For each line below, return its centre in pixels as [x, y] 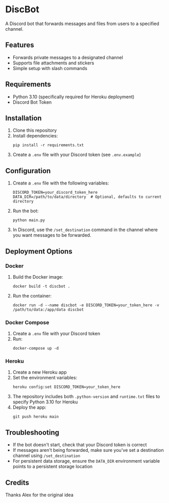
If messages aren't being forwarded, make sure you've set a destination [88, 450]
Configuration [28, 170]
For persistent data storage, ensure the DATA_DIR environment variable [86, 461]
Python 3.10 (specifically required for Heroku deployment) [74, 97]
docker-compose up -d [35, 349]
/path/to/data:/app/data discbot [48, 310]
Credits [17, 482]
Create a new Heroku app [40, 372]
